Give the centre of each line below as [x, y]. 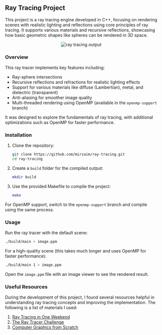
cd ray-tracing [27, 159]
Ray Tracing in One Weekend [41, 317]
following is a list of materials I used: [41, 308]
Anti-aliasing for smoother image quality [52, 98]
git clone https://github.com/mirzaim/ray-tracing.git [68, 155]
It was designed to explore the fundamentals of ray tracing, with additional [79, 117]
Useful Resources [26, 287]
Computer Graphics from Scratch [45, 327]
